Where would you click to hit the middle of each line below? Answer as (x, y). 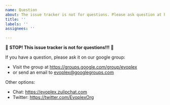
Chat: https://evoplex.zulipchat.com (50, 92)
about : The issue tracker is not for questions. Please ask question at (83, 15)
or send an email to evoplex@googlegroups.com (63, 72)
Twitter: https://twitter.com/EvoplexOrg (53, 97)
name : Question (21, 10)
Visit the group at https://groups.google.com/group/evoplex (75, 67)
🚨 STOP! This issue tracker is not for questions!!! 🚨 (59, 47)
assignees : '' (20, 29)
